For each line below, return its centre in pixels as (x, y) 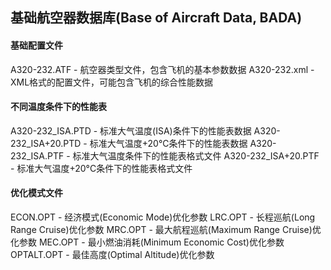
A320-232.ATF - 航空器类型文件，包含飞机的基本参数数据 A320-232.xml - (162, 69)
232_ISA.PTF (37, 155)
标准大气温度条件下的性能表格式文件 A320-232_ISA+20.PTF (196, 155)
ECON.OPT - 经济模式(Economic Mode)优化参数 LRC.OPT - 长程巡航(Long (163, 217)
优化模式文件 (36, 193)
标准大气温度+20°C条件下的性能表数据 (168, 143)
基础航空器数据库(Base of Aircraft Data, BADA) (156, 18)
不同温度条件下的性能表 (58, 107)
